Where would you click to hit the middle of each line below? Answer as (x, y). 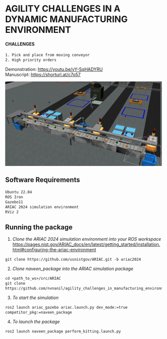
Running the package (39, 227)
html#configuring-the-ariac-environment (54, 250)
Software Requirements (43, 180)
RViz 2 (12, 212)
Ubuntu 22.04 (19, 192)
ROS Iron (14, 197)
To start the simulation (35, 298)
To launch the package (36, 322)
